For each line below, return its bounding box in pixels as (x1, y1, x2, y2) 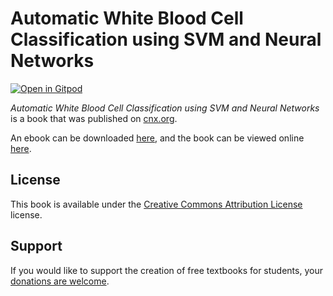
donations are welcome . (10, 275, 110, 287)
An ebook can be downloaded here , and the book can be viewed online (10, 132, 305, 144)
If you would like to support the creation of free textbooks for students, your (10, 264, 323, 276)
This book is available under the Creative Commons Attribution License (10, 198, 303, 210)
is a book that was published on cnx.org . (10, 112, 178, 124)
